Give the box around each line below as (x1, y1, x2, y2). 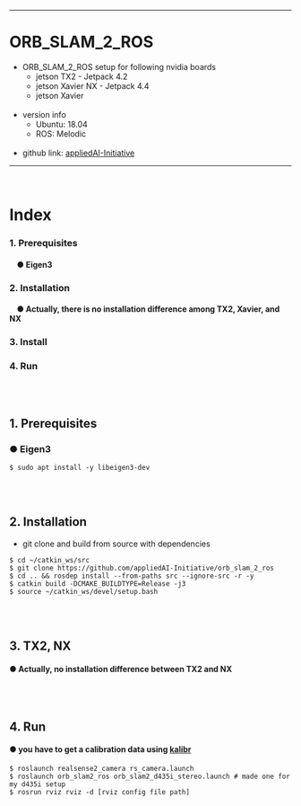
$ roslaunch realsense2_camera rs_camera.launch (9, 765, 194, 774)
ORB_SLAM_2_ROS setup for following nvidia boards (21, 61, 217, 72)
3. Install (9, 336, 47, 349)
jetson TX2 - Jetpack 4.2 (35, 71, 128, 82)
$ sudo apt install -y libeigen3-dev (9, 464, 150, 473)
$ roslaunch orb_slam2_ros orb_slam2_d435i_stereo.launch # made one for (9, 772, 291, 782)
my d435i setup (9, 780, 66, 789)
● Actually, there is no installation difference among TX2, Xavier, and (16, 304, 280, 314)
